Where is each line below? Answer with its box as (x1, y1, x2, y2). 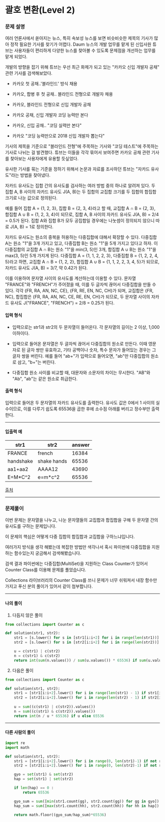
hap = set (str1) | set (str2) (14, 777, 74, 782)
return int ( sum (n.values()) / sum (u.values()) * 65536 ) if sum (14, 658, 146, 663)
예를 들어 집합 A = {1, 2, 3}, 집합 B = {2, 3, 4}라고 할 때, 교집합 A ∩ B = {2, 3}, (5, 205, 156, 211)
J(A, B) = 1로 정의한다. (10, 224, 54, 230)
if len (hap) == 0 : (14, 786, 54, 791)
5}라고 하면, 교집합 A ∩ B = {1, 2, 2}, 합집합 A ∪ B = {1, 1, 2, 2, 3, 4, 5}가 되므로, (5, 259, 160, 265)
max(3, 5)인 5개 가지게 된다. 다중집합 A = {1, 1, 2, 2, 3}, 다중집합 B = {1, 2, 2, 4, (5, 253, 159, 258)
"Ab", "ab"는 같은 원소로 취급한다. (12, 375, 78, 381)
